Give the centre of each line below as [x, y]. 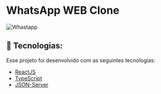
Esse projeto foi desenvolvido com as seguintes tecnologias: [81, 60]
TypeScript [28, 78]
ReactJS [25, 72]
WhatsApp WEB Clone [63, 10]
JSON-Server [32, 84]
